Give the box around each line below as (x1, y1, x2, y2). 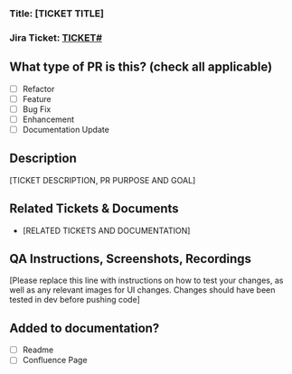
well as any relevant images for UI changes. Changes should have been (9, 285, 276, 295)
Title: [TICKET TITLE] (9, 7, 104, 20)
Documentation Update (22, 124, 110, 135)
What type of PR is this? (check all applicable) (9, 60, 273, 75)
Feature (22, 93, 52, 104)
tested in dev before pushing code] (9, 295, 140, 305)
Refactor (22, 83, 55, 94)
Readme (22, 344, 54, 355)
